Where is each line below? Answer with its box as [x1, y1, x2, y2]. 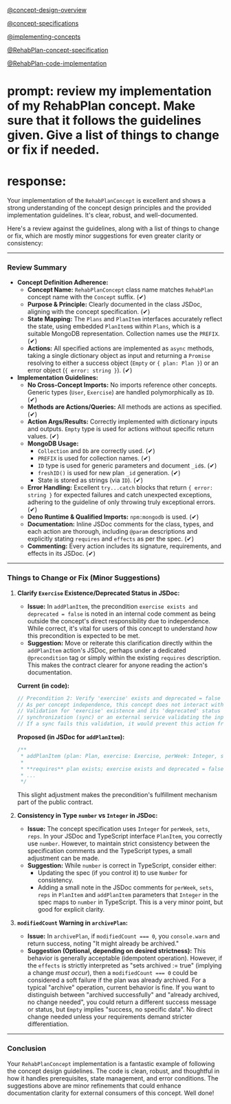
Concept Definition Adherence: [16, 279, 109, 287]
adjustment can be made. [27, 854, 100, 863]
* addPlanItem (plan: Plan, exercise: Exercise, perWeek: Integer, [20, 752, 218, 759]
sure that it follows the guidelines [7, 113, 201, 128]
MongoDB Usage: [27, 439, 79, 448]
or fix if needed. [7, 142, 100, 158]
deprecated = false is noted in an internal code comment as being [27, 610, 216, 618]
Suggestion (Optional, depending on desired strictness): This [27, 947, 206, 955]
